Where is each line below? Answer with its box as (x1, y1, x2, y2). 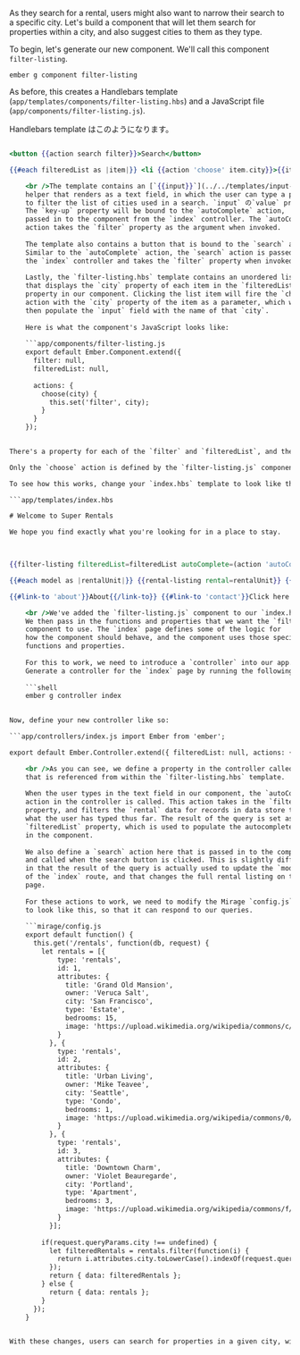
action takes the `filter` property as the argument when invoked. (25, 223, 281, 232)
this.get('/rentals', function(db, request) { (32, 938, 210, 948)
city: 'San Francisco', (65, 997, 154, 1006)
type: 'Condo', (65, 1097, 122, 1106)
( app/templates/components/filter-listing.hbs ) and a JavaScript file (9, 96, 265, 106)
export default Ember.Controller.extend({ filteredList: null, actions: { (9, 748, 294, 757)
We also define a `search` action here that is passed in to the (25, 847, 274, 856)
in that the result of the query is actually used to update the (25, 864, 274, 873)
